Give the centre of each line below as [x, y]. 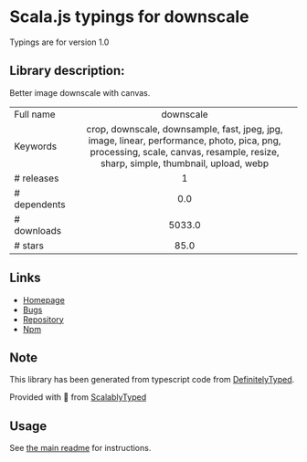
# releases [37, 178]
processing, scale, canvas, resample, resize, [185, 152]
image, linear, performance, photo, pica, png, [185, 141]
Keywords [36, 146]
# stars [29, 246]
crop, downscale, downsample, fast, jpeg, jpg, [185, 129]
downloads [38, 230]
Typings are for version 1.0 [59, 42]
